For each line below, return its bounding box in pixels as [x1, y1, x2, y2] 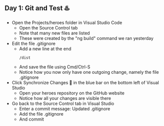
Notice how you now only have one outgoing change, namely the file [19, 69, 159, 75]
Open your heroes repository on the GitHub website [19, 90, 124, 96]
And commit [19, 116, 44, 122]
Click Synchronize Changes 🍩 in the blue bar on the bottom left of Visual [11, 79, 159, 85]
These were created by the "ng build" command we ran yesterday [19, 35, 154, 41]
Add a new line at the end [19, 46, 72, 52]
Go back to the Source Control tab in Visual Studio [11, 100, 115, 106]
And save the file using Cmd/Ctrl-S [19, 63, 90, 70]
